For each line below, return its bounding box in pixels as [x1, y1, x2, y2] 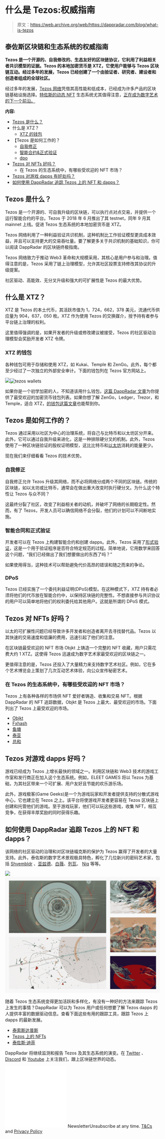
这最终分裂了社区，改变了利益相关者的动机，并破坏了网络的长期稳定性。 [5, 501, 151, 507]
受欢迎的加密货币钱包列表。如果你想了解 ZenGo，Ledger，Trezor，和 [18, 394, 160, 400]
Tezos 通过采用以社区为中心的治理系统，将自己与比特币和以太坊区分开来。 [5, 430, 156, 436]
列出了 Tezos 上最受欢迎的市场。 [5, 705, 72, 711]
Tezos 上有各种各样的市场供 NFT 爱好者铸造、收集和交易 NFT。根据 [5, 693, 142, 699]
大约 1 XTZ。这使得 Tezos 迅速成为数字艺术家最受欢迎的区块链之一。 [9, 651, 148, 657]
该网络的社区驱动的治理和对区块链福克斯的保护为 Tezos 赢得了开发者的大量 [5, 848, 158, 854]
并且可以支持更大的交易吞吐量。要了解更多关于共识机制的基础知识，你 [13, 238, 156, 244]
